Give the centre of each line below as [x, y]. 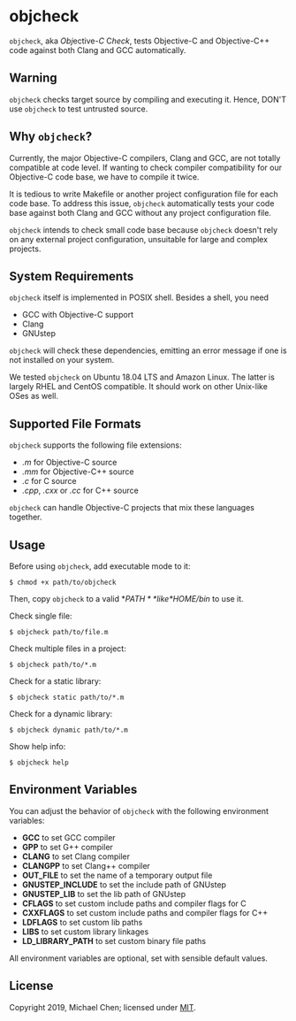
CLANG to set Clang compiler [76, 856]
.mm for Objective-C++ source [78, 472]
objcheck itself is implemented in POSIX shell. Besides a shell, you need [139, 297]
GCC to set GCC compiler [69, 837]
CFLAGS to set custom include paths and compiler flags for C [134, 903]
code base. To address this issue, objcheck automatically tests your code [142, 203]
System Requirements [72, 276]
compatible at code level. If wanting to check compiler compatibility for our [146, 167]
